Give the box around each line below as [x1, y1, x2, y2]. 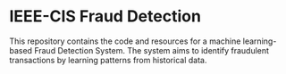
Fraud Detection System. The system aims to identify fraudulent [34, 45, 270, 55]
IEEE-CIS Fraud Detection [9, 6, 201, 27]
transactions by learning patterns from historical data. [9, 54, 207, 65]
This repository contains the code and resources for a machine [9, 36, 241, 46]
